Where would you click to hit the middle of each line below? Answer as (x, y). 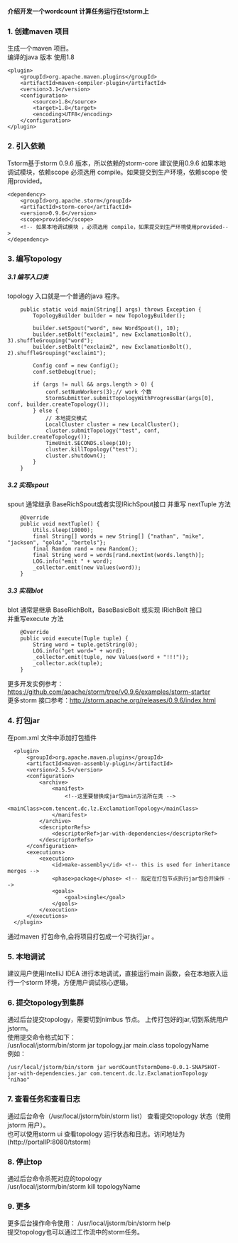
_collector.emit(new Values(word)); (87, 568)
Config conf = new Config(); (76, 366)
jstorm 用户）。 (28, 1125)
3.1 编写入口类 (28, 277)
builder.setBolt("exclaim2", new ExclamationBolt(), (113, 347)
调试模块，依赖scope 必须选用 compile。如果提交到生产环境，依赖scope (114, 172)
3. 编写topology (35, 258)
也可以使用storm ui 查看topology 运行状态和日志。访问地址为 (96, 1134)
